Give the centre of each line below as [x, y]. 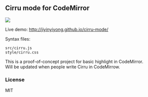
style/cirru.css [22, 52]
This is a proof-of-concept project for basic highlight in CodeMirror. [74, 61]
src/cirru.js [19, 48]
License [15, 80]
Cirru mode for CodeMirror [47, 8]
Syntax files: [18, 39]
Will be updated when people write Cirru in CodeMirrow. [63, 67]
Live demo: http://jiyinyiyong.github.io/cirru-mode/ [57, 29]
